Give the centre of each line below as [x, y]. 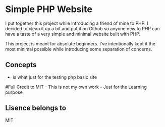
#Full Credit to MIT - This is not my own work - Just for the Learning [76, 87]
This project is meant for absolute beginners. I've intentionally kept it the [80, 43]
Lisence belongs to [36, 108]
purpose [14, 92]
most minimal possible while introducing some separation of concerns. [79, 49]
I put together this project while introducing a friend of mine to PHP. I [77, 23]
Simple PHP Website [49, 9]
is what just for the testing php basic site [55, 77]
